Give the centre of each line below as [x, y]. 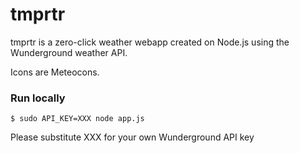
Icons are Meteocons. [55, 72]
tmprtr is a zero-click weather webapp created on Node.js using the [150, 42]
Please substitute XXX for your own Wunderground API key [132, 137]
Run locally [38, 98]
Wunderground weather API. [69, 52]
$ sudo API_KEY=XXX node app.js [77, 119]
